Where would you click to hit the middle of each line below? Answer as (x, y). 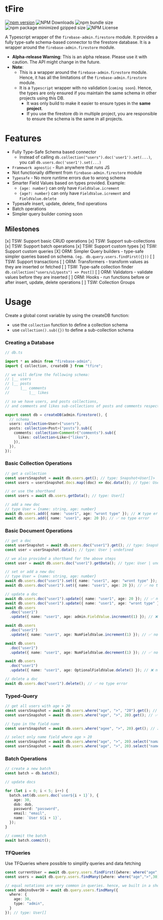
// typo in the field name (32, 724)
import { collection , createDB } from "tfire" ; (54, 366)
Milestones (22, 229)
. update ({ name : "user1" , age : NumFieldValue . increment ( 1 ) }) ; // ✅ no (84, 635)
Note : (18, 67)
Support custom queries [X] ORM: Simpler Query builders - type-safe (74, 251)
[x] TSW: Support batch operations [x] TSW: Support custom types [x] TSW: (81, 246)
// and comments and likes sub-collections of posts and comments (73, 406)
